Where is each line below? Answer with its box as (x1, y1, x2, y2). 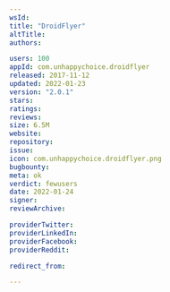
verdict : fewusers (9, 179, 78, 188)
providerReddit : (9, 245, 70, 254)
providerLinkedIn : (9, 228, 78, 237)
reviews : (9, 113, 42, 122)
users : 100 (9, 55, 50, 64)
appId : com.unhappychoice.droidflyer (9, 63, 150, 72)
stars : (9, 96, 34, 105)
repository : (9, 138, 54, 147)
